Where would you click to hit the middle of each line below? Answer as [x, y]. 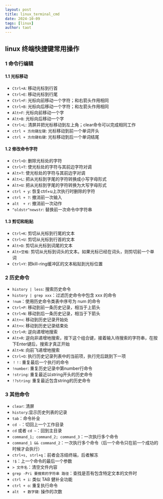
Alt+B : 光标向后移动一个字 [38, 119]
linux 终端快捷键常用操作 [42, 49]
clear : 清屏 [23, 406]
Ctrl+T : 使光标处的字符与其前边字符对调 [52, 167]
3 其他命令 [17, 395]
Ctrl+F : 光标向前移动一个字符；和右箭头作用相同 [60, 100]
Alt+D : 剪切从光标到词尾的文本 [42, 246]
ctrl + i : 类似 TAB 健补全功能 [42, 479]
